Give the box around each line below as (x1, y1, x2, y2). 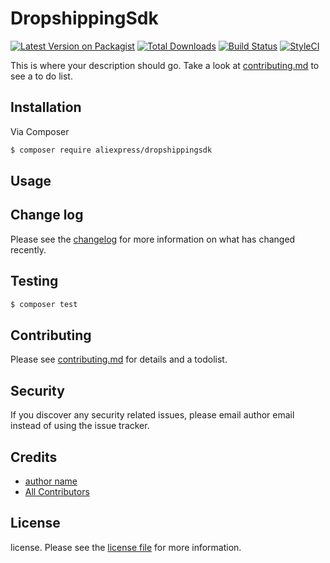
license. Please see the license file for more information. (10, 541, 242, 553)
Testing (10, 273, 59, 290)
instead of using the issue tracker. (10, 420, 150, 432)
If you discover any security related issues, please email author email (10, 409, 295, 421)
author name (24, 475, 78, 487)
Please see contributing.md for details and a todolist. (10, 353, 228, 366)
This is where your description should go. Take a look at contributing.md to (10, 59, 320, 71)
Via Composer (10, 125, 70, 137)
